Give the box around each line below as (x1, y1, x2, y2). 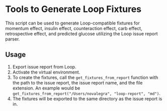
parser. (5, 36, 20, 42)
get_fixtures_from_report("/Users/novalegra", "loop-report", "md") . (12, 90, 161, 96)
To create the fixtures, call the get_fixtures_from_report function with (12, 74, 158, 80)
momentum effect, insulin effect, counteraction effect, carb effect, (5, 25, 142, 31)
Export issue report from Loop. (12, 63, 76, 69)
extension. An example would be (12, 85, 80, 91)
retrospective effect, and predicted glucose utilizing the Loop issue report (5, 30, 158, 36)
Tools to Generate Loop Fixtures (5, 3, 142, 15)
